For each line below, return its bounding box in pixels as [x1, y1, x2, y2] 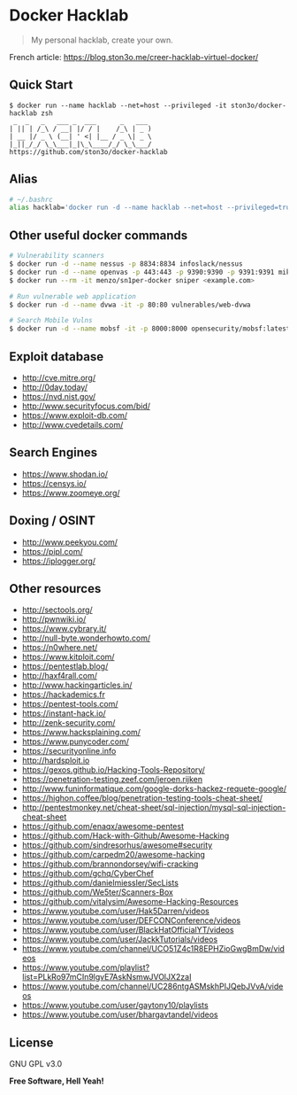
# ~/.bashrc [9, 195, 53, 204]
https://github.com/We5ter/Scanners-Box [21, 887, 174, 897]
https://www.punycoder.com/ [21, 736, 130, 747]
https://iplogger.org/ [21, 555, 95, 566]
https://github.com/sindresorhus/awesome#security [21, 840, 213, 850]
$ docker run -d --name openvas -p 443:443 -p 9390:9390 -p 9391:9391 [9, 268, 275, 276]
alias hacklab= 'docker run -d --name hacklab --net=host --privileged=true [9, 203, 294, 213]
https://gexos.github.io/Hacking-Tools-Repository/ [21, 765, 206, 775]
